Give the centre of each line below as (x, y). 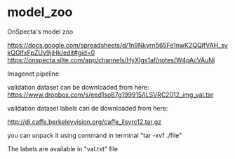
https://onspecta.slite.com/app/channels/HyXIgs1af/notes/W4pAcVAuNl (111, 60)
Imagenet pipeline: (34, 74)
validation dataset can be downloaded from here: (78, 87)
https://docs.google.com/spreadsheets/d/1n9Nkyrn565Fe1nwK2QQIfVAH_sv (117, 45)
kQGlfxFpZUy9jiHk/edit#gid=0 (51, 53)
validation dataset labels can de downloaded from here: (88, 108)
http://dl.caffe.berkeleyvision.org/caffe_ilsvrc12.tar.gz (84, 122)
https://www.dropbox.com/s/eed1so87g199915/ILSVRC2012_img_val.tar (110, 95)
